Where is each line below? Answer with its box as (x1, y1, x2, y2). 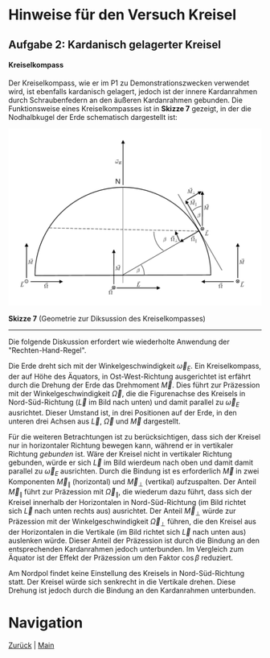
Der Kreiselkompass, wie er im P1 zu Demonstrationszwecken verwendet (8, 78, 250, 88)
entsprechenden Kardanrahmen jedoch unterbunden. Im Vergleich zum (8, 544, 244, 553)
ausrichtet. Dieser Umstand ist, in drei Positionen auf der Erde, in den (8, 408, 237, 417)
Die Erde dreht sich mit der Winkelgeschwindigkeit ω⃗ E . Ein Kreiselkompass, (8, 361, 262, 372)
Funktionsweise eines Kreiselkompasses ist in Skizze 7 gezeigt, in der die (8, 103, 252, 114)
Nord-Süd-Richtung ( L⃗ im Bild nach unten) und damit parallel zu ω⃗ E (8, 397, 239, 408)
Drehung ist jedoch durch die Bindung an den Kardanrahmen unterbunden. (8, 586, 256, 595)
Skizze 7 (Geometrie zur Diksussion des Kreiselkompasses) (8, 314, 207, 324)
